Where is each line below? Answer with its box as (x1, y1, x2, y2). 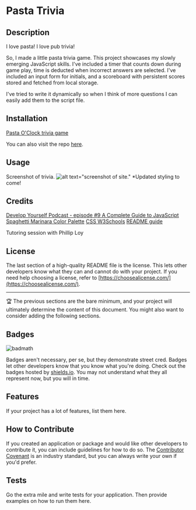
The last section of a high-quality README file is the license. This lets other (6, 262, 187, 269)
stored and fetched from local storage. (6, 79, 99, 86)
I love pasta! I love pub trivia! (6, 43, 75, 50)
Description (6, 28, 50, 37)
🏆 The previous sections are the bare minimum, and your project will (6, 297, 172, 305)
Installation (6, 114, 48, 124)
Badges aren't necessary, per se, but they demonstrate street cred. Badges (6, 356, 187, 364)
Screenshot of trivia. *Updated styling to (6, 173, 180, 180)
